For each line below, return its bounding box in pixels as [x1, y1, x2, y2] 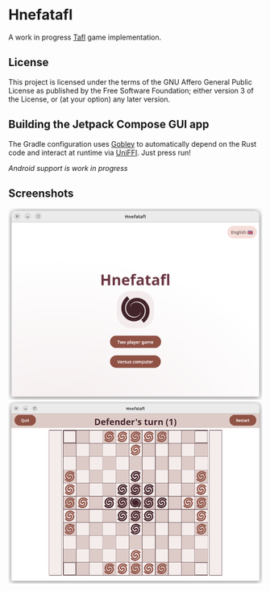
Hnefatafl [8, 6, 73, 24]
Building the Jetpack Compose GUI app [8, 118, 210, 131]
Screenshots [8, 186, 74, 200]
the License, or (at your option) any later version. [8, 94, 171, 104]
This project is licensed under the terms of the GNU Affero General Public [8, 77, 252, 86]
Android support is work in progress [8, 163, 128, 173]
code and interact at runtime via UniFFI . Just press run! [8, 148, 192, 157]
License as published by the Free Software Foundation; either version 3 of [8, 85, 254, 95]
